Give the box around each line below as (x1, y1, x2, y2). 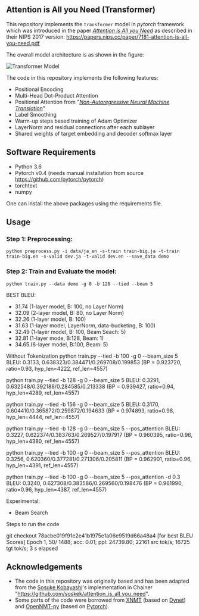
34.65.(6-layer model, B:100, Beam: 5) (14, 340, 108, 348)
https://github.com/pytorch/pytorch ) (14, 176, 104, 183)
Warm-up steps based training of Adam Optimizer (14, 117, 138, 124)
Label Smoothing (14, 111, 57, 118)
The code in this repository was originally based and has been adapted (14, 577, 189, 585)
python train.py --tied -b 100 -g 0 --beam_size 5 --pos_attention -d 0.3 (6, 473, 181, 480)
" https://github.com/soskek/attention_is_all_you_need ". (14, 590, 150, 598)
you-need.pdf (6, 39, 40, 46)
